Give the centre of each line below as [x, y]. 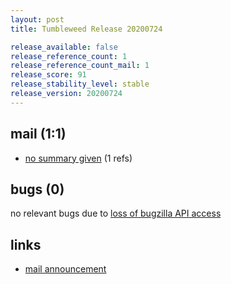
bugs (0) [37, 189]
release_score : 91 [48, 75]
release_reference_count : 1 [69, 56]
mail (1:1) [38, 134]
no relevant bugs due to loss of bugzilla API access [116, 213]
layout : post [37, 19]
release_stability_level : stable [80, 84]
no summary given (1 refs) [78, 158]
